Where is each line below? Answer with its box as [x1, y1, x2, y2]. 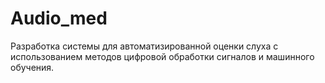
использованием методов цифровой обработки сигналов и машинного [10, 50, 315, 62]
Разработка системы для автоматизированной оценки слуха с [10, 40, 279, 52]
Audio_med [10, 7, 108, 30]
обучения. [10, 61, 55, 73]
